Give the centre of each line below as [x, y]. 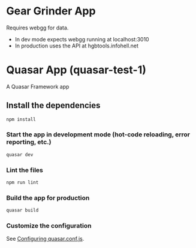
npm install [21, 119]
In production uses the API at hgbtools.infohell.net [77, 46]
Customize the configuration [49, 225]
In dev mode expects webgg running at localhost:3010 [82, 39]
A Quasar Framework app [38, 86]
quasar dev [20, 154]
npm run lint [22, 183]
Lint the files [25, 170]
